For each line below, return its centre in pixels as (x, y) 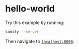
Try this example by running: (35, 22)
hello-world (30, 9)
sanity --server (22, 31)
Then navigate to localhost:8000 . (40, 41)
